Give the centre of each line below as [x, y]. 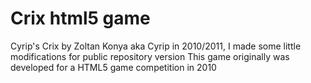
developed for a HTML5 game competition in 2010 [113, 67]
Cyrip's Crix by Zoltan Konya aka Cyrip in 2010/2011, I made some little [156, 46]
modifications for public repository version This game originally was [150, 56]
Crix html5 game [80, 18]
